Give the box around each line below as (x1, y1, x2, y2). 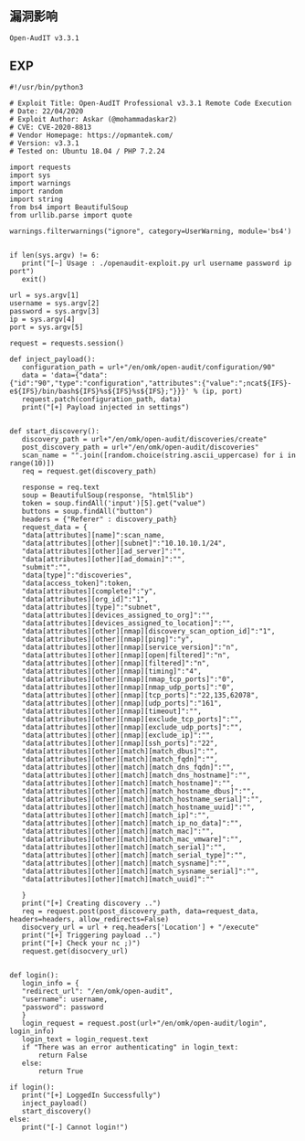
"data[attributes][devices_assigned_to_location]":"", (21, 618, 235, 628)
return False (37, 1050, 89, 1060)
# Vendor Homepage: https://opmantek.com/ (9, 131, 174, 140)
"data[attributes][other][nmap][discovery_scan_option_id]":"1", (21, 626, 276, 635)
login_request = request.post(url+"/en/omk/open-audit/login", (21, 1018, 268, 1028)
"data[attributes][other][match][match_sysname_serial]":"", (21, 867, 259, 876)
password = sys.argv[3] (9, 306, 100, 315)
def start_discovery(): (9, 426, 100, 436)
